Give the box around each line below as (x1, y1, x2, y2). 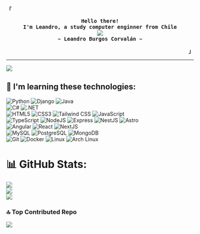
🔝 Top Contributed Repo (6, 208, 77, 216)
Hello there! (81, 18, 119, 24)
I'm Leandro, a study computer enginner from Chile (23, 24, 177, 30)
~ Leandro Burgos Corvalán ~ (57, 36, 143, 42)
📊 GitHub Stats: (6, 158, 87, 171)
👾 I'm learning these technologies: (6, 82, 136, 92)
